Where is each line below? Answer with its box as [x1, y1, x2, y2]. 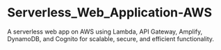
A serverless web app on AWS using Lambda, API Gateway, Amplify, [7, 27, 203, 36]
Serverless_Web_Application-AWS [7, 5, 213, 21]
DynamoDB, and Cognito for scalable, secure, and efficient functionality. [7, 34, 214, 42]
